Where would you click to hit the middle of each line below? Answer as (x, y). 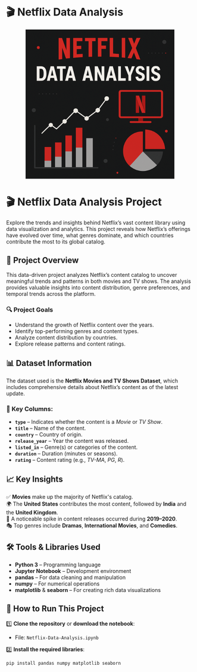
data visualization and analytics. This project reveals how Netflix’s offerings (98, 229)
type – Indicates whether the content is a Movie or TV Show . (89, 422)
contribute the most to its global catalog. (56, 241)
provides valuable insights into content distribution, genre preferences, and (98, 287)
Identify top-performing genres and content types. (76, 331)
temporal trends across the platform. (51, 294)
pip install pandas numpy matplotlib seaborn (63, 663)
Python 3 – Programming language (58, 565)
